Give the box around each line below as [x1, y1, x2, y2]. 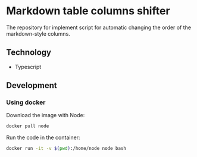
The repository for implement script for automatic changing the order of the [6, 24, 192, 31]
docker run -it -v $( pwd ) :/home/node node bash [6, 146, 127, 152]
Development [6, 80, 58, 90]
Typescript [14, 63, 42, 70]
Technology [6, 48, 52, 58]
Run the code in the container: [6, 134, 80, 141]
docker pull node [6, 123, 49, 129]
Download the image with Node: [6, 112, 85, 119]
